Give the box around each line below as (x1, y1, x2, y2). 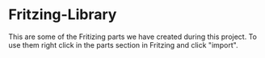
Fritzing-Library (8, 6, 117, 24)
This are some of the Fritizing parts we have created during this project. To (8, 32, 257, 41)
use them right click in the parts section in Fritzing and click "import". (8, 40, 238, 49)
